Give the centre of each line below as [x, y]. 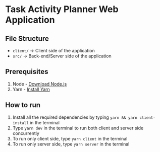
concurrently [26, 133]
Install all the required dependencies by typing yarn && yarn [75, 117]
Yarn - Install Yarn [31, 89]
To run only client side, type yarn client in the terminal [70, 138]
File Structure [27, 39]
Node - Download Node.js [40, 84]
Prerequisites [27, 72]
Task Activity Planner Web [62, 9]
